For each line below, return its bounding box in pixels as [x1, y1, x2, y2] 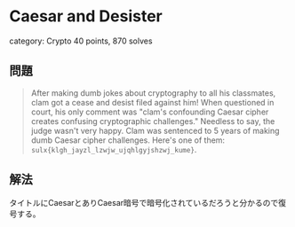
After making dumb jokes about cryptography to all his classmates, [30, 87, 276, 98]
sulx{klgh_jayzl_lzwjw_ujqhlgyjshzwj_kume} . [30, 144, 197, 154]
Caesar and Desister [9, 6, 163, 27]
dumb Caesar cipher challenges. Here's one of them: [30, 135, 225, 145]
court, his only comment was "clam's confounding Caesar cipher [30, 106, 269, 117]
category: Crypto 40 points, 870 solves [9, 35, 153, 46]
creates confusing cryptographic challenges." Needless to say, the [30, 115, 275, 126]
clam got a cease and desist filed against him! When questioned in [30, 97, 275, 107]
